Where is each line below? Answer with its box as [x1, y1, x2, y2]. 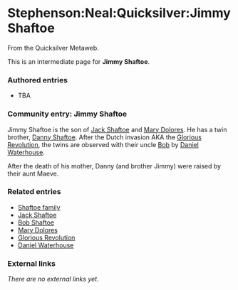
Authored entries [7, 75, 68, 85]
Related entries [7, 187, 61, 197]
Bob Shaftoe [17, 218, 55, 227]
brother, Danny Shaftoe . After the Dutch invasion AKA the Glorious [7, 133, 202, 141]
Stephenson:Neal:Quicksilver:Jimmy [7, 5, 232, 21]
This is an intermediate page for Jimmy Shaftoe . [7, 57, 150, 65]
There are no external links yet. [7, 275, 99, 284]
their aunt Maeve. [7, 169, 59, 178]
